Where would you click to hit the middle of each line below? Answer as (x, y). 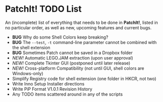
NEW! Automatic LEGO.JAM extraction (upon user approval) (73, 58)
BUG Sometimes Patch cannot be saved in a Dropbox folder (72, 53)
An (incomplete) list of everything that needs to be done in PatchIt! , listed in (81, 22)
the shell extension (31, 47)
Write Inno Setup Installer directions (48, 83)
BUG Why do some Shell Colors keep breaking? (60, 37)
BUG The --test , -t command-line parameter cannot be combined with (84, 42)
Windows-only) (28, 73)
